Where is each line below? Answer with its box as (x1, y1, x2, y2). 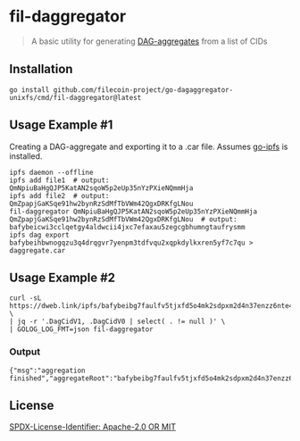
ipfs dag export (9, 230, 70, 239)
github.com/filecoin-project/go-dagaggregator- (53, 85, 234, 95)
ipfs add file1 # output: (9, 176, 110, 185)
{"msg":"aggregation (9, 366, 87, 375)
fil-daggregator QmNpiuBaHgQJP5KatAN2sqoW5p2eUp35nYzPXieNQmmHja (9, 207, 257, 216)
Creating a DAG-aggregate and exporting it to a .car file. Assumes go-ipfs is (9, 141, 288, 152)
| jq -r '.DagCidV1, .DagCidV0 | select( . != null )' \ (9, 317, 226, 327)
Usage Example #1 (9, 118, 113, 133)
